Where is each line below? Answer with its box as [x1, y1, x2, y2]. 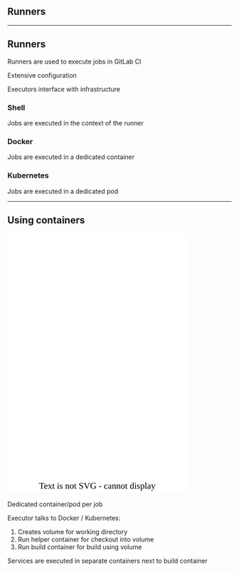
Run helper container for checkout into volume [17, 535, 154, 544]
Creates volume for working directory [17, 528, 128, 536]
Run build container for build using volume [17, 543, 142, 551]
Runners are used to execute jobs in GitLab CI [7, 57, 142, 66]
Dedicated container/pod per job [7, 500, 103, 509]
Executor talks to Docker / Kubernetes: [7, 514, 121, 523]
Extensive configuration [7, 71, 77, 79]
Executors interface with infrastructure [7, 85, 121, 93]
